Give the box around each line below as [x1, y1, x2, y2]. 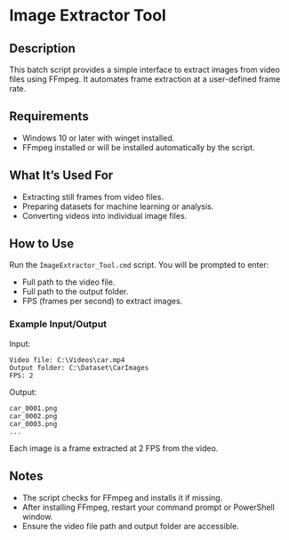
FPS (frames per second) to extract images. [21, 295, 183, 307]
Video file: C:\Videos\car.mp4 [9, 355, 125, 365]
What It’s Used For [9, 168, 114, 183]
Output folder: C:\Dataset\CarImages [9, 363, 149, 372]
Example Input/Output [9, 318, 108, 330]
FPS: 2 [9, 371, 34, 380]
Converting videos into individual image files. [21, 210, 188, 221]
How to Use [9, 237, 75, 252]
